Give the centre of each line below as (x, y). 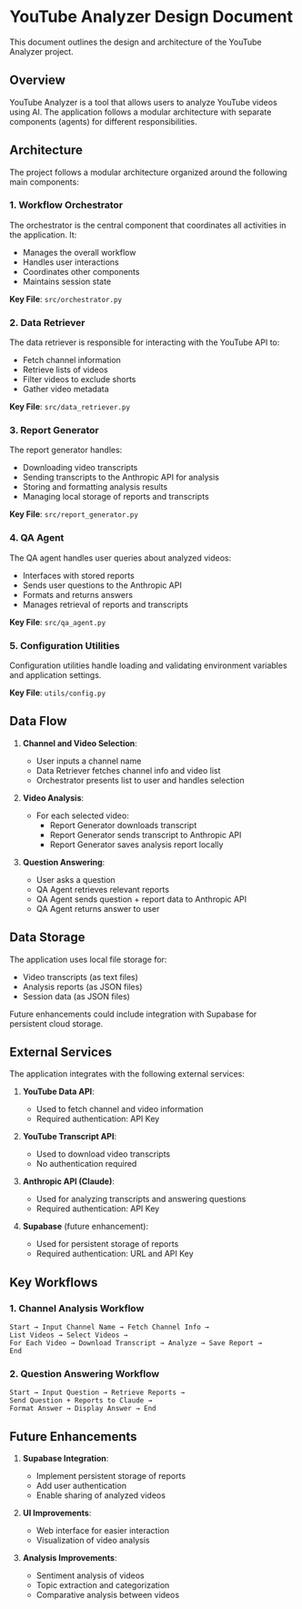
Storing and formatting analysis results (95, 487)
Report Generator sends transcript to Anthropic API (146, 835)
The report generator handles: (66, 450)
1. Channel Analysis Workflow (77, 1308)
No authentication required (86, 1164)
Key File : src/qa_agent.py (58, 622)
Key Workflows (54, 1282)
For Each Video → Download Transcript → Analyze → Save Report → (136, 1343)
